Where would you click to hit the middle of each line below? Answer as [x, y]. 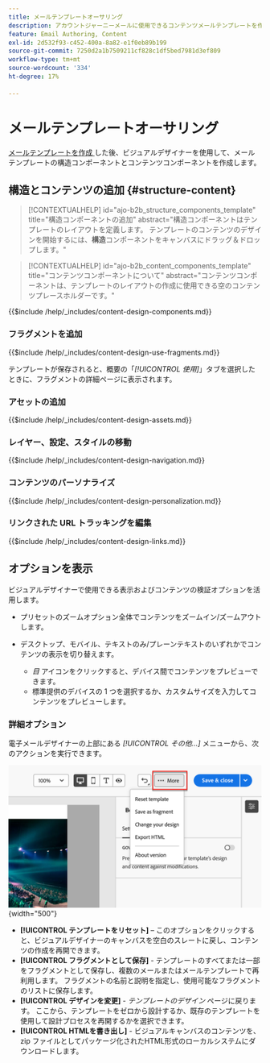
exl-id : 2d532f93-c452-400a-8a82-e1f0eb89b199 [88, 43]
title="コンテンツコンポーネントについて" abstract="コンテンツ [132, 276]
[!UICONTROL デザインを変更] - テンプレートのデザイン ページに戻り [135, 1001]
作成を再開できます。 [69, 950]
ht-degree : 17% [34, 77]
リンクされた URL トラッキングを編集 [80, 523]
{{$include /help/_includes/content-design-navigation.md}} [106, 460]
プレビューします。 [99, 701]
